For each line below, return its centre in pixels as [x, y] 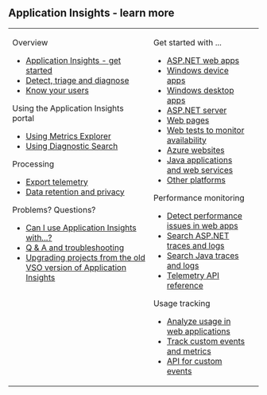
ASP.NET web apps [203, 61]
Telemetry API [193, 276]
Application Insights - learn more [91, 13]
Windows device [197, 70]
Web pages [188, 120]
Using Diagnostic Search [72, 146]
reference [185, 285]
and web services [199, 170]
